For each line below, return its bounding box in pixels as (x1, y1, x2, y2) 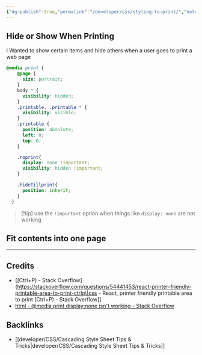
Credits (6, 261, 35, 271)
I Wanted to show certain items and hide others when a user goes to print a (6, 47, 192, 54)
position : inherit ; (22, 187, 71, 193)
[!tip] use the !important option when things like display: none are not (20, 209, 195, 217)
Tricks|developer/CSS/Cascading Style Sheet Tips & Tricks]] (14, 342, 165, 349)
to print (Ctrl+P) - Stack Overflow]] (14, 296, 102, 303)
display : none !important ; (22, 160, 90, 166)
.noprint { (17, 154, 42, 160)
